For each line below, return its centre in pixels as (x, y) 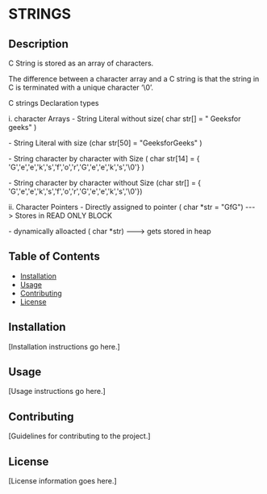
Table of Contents (54, 256)
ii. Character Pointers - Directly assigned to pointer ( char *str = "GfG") (126, 207)
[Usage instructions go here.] (57, 391)
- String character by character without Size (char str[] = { (105, 183)
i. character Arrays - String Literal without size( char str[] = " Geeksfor (125, 119)
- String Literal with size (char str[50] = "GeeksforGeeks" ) (106, 143)
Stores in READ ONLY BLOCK (64, 216)
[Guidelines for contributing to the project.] (79, 436)
